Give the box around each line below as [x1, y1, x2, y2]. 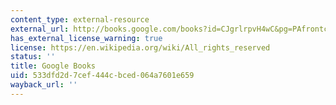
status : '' [10, 52, 56, 62]
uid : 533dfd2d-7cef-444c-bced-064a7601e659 [10, 71, 195, 81]
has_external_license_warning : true [10, 33, 163, 43]
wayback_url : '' [10, 80, 78, 90]
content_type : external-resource [10, 14, 150, 25]
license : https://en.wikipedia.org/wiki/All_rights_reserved [10, 42, 271, 53]
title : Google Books [10, 61, 97, 71]
